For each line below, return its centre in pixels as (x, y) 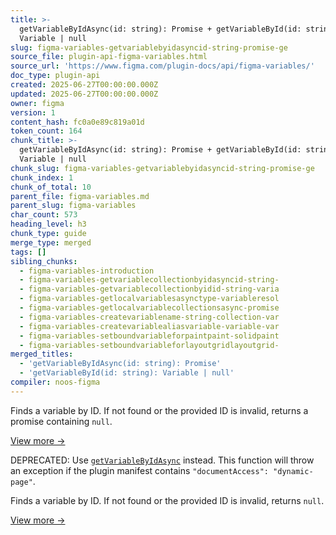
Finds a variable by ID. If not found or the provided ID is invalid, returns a (159, 410)
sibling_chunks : (44, 261)
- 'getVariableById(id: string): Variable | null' (127, 373)
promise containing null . (61, 421)
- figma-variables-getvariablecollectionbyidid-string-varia (149, 289)
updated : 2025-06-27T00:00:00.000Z (84, 94)
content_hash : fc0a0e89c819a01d (77, 122)
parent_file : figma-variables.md (80, 196)
